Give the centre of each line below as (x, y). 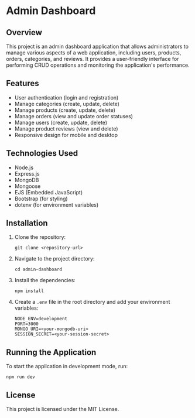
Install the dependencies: (45, 280)
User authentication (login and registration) (66, 97)
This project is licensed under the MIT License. (63, 409)
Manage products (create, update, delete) (65, 110)
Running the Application (51, 352)
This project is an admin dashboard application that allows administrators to (97, 46)
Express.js (27, 173)
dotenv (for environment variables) (57, 205)
